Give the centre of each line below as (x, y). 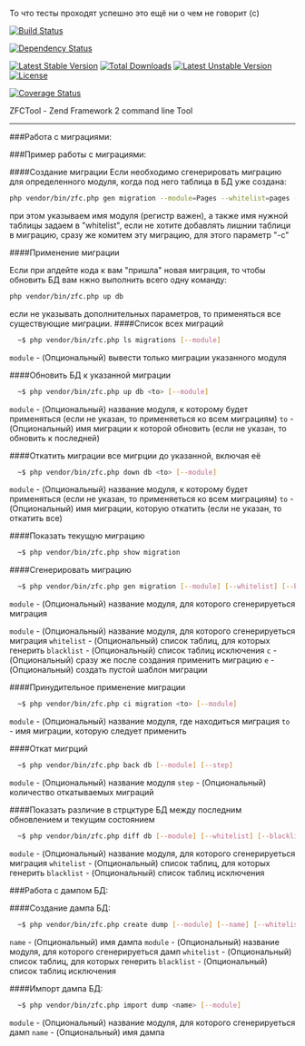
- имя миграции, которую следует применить (98, 731)
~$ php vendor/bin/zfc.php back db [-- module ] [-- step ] (125, 765)
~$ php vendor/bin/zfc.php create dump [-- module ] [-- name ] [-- (142, 924)
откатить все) (36, 518)
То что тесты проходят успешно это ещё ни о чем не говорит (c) (135, 13)
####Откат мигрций (49, 749)
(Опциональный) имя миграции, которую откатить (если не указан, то (146, 508)
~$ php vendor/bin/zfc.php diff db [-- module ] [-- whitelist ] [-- (144, 836)
